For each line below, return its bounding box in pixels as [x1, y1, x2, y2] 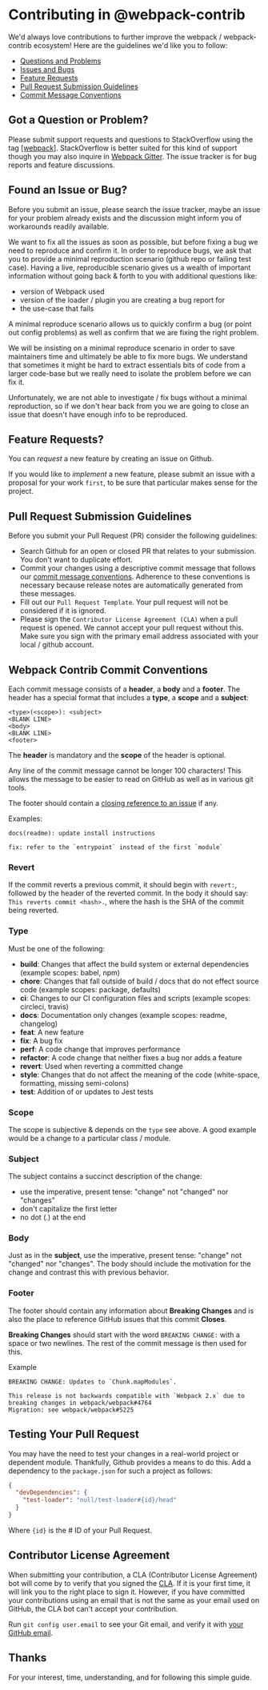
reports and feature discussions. [8, 160, 115, 170]
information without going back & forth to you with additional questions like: [8, 270, 258, 281]
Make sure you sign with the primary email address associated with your [19, 631, 259, 641]
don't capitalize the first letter [19, 1204, 118, 1214]
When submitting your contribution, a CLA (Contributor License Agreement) [8, 1570, 258, 1580]
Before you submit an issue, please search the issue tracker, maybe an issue [8, 204, 261, 214]
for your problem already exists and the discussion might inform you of [8, 213, 242, 222]
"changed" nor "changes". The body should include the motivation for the [8, 1259, 251, 1269]
